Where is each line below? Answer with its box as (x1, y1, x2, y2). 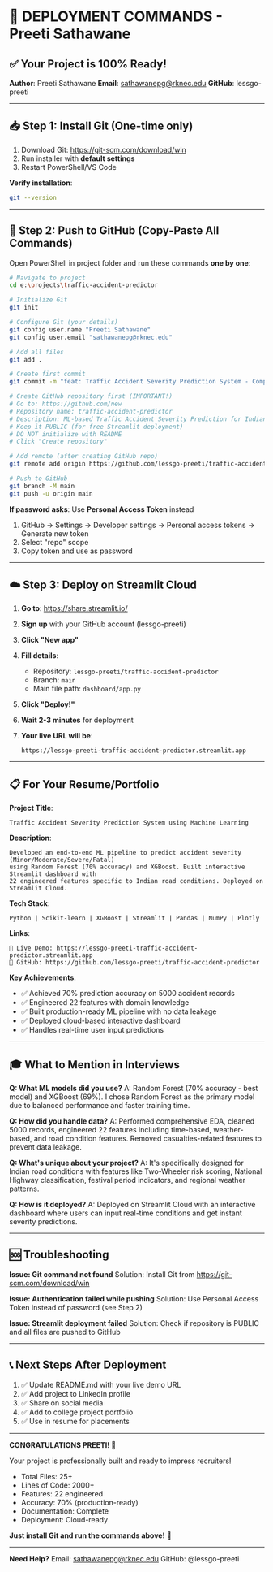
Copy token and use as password (20, 546, 133, 556)
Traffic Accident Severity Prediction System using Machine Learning (9, 819, 250, 827)
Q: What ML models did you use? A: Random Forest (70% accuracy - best (9, 1084, 258, 1093)
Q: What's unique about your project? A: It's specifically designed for (9, 1158, 244, 1168)
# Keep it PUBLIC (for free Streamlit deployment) (9, 422, 184, 431)
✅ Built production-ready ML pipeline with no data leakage (20, 1007, 217, 1016)
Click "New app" (20, 635, 79, 645)
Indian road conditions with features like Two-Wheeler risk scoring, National (9, 1167, 262, 1176)
